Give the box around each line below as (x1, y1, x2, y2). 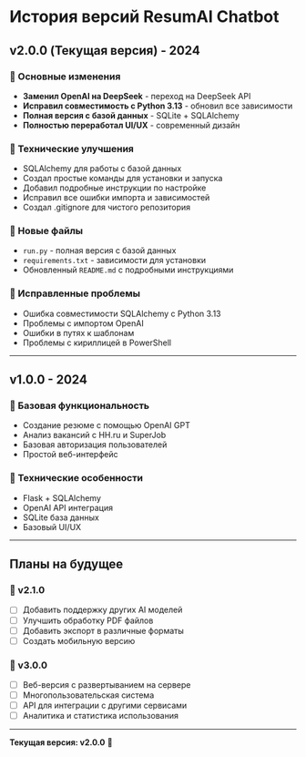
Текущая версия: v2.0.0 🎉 (9, 737, 113, 748)
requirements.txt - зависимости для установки (22, 255, 207, 266)
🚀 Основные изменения (9, 70, 121, 83)
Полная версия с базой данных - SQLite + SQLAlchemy (22, 109, 240, 120)
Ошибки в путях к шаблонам (22, 327, 135, 338)
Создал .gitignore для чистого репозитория (22, 202, 191, 213)
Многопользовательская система (22, 690, 155, 701)
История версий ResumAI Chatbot (9, 6, 280, 27)
